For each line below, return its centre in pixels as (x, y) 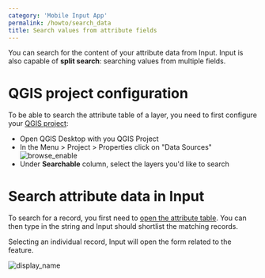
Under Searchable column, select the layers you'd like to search (124, 164)
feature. (21, 250)
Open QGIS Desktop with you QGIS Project (89, 139)
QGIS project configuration (98, 93)
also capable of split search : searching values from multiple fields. (117, 61)
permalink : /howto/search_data (60, 23)
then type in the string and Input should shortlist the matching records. (123, 227)
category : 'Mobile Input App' (58, 15)
